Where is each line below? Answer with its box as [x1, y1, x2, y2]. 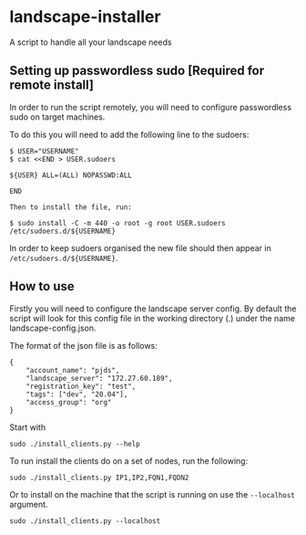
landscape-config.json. [9, 322, 97, 333]
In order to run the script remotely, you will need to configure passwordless [9, 101, 292, 112]
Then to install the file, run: [9, 203, 132, 212]
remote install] [9, 78, 94, 93]
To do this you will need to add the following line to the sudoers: [9, 129, 250, 140]
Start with [9, 422, 46, 433]
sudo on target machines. [9, 111, 106, 122]
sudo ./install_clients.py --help [9, 439, 141, 448]
